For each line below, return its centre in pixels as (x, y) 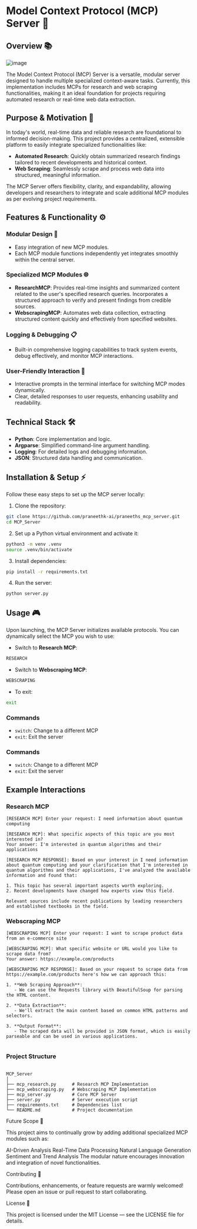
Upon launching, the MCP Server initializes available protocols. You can (93, 630)
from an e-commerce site (36, 938)
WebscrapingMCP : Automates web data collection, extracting (90, 312)
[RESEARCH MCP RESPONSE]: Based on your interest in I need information (97, 860)
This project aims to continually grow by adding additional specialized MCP (97, 1132)
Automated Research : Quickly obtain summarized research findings (97, 156)
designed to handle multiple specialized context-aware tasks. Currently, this (98, 80)
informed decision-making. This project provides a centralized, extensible (95, 138)
